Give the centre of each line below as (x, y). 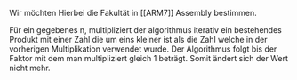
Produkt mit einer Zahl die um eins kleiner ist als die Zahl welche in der (138, 40)
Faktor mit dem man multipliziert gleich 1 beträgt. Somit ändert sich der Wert (149, 58)
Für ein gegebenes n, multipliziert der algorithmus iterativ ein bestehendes (145, 30)
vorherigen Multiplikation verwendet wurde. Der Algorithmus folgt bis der (143, 49)
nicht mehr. (30, 68)
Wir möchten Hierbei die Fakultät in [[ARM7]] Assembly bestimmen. (133, 13)
